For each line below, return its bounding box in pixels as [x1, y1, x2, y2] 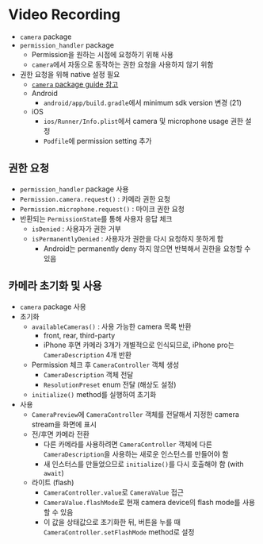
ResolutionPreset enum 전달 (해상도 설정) [43, 380, 177, 389]
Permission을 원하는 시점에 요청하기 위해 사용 [31, 49, 174, 59]
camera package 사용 [19, 302, 87, 311]
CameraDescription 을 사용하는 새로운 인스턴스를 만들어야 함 [43, 449, 229, 458]
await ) [43, 468, 65, 477]
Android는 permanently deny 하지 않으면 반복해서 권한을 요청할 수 [43, 244, 251, 253]
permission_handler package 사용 [19, 184, 129, 194]
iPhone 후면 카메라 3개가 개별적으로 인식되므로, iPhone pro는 [43, 340, 235, 349]
